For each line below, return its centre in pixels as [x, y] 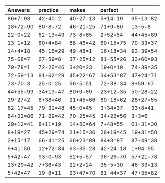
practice [49, 10]
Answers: [19, 10]
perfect [110, 10]
